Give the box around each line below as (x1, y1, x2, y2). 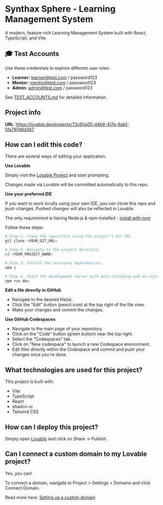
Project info (5, 108, 41, 117)
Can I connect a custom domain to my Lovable (5, 450, 147, 458)
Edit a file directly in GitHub (5, 287, 62, 293)
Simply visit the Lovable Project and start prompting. (5, 172, 110, 178)
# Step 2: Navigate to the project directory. (5, 247, 101, 252)
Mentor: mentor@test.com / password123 (12, 79, 96, 86)
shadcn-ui (12, 404, 33, 410)
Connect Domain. (5, 485, 40, 491)
